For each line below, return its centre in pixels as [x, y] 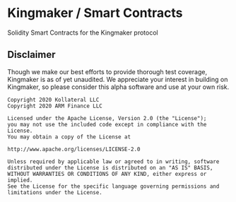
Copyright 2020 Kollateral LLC [53, 100]
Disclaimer [31, 55]
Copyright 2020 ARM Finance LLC [55, 106]
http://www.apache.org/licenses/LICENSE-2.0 [74, 149]
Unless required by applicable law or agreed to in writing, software [113, 161]
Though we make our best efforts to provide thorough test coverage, [107, 71]
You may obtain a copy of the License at [69, 137]
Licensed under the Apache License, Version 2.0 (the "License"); [107, 118]
